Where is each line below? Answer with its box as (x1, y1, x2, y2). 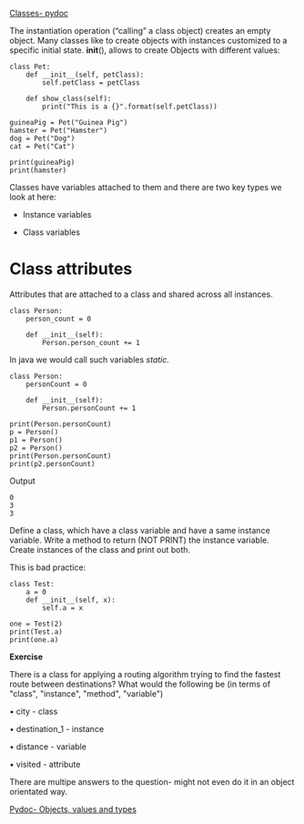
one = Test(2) (9, 619, 64, 628)
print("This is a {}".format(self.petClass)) (42, 102, 218, 111)
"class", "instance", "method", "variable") (9, 687, 164, 699)
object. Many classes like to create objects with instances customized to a (9, 36, 288, 46)
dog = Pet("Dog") (9, 134, 76, 143)
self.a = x (42, 603, 84, 613)
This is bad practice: (9, 562, 86, 573)
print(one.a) (9, 635, 59, 645)
